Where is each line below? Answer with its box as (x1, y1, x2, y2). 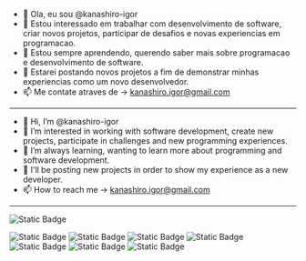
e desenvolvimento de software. (22, 57, 144, 67)
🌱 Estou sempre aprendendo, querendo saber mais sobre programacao (22, 47, 291, 58)
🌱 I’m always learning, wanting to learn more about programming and (22, 146, 282, 156)
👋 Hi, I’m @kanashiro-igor (22, 116, 119, 126)
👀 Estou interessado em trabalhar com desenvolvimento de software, (22, 18, 282, 29)
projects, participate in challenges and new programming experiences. (22, 136, 289, 146)
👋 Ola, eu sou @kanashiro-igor (22, 9, 138, 19)
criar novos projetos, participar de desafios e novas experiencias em (22, 28, 280, 38)
